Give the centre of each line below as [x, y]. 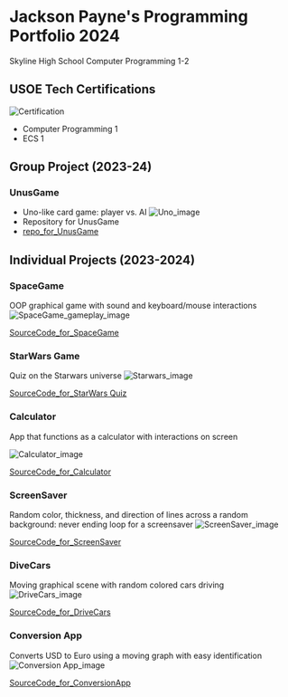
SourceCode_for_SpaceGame [64, 333]
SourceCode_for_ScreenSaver [65, 542]
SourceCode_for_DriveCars [60, 612]
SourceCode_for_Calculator [60, 472]
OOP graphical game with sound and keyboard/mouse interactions [133, 306]
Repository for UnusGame [71, 222]
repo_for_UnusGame [60, 232]
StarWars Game [45, 357]
